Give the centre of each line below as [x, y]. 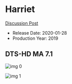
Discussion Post [22, 23]
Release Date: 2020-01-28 [40, 33]
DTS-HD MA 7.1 [29, 54]
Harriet [20, 9]
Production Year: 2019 [35, 38]
